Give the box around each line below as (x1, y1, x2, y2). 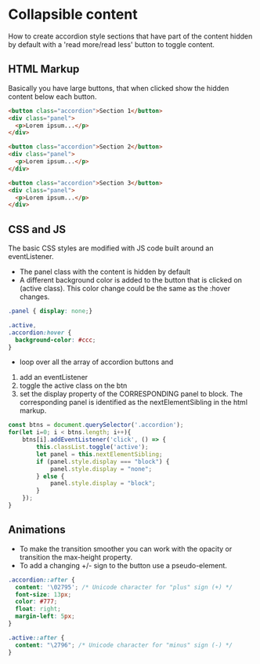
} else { (36, 472, 65, 480)
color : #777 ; (15, 598, 58, 606)
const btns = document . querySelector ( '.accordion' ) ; (8, 421, 184, 429)
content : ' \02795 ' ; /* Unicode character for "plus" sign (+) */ (15, 583, 233, 591)
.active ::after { (8, 633, 65, 641)
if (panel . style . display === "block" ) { (36, 458, 170, 465)
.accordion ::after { (8, 575, 76, 584)
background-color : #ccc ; (15, 336, 96, 344)
